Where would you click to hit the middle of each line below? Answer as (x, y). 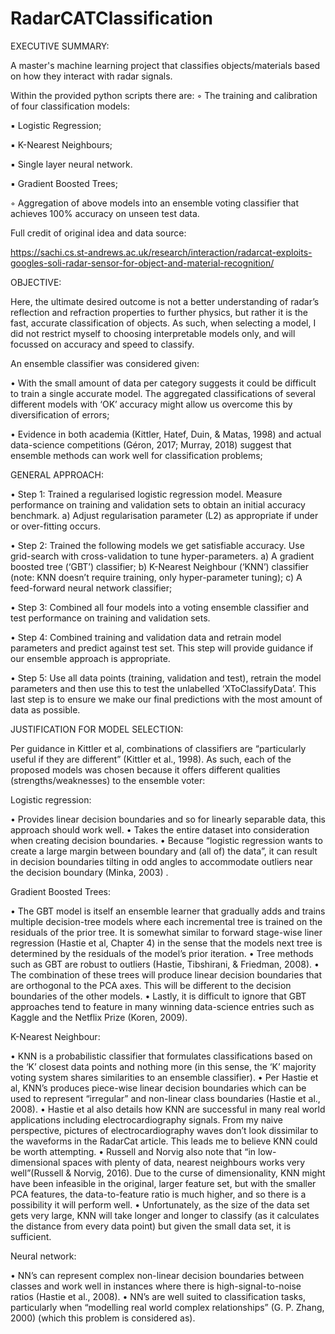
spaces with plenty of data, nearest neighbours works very (184, 1162)
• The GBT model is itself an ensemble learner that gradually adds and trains (168, 911)
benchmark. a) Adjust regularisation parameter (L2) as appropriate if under (164, 515)
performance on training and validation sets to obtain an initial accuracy (158, 504)
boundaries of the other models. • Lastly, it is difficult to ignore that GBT (158, 996)
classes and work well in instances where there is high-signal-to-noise (156, 1286)
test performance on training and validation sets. (110, 618)
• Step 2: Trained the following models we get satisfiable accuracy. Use (157, 545)
